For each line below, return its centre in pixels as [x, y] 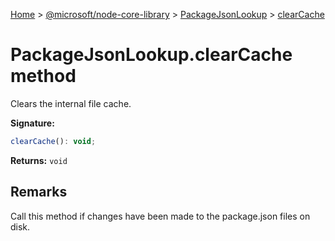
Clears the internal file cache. [71, 103]
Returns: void [39, 160]
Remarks [39, 192]
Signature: [32, 123]
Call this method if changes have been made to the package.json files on [160, 216]
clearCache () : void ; [53, 141]
